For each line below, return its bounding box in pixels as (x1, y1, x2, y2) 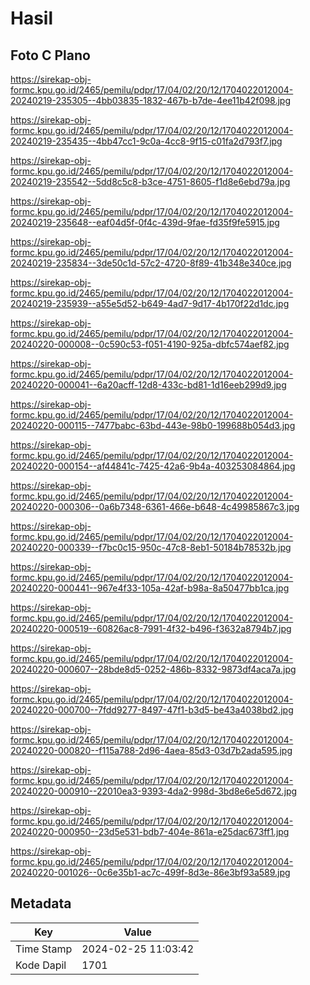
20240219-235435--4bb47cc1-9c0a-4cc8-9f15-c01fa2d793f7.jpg (10, 135, 283, 147)
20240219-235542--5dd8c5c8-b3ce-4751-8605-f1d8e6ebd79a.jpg (10, 176, 291, 187)
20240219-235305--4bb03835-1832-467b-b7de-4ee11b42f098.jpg (10, 95, 291, 106)
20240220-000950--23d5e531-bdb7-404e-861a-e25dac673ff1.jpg (10, 826, 290, 837)
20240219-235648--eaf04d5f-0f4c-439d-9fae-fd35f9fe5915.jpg (10, 217, 280, 228)
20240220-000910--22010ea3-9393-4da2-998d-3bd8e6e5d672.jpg (10, 785, 298, 797)
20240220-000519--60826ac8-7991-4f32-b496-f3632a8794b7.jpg (10, 623, 292, 634)
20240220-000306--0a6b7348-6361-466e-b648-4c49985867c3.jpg (10, 501, 300, 512)
